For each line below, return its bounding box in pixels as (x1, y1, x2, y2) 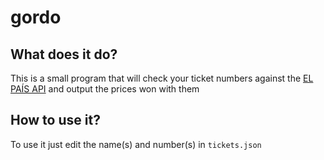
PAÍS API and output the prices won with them (10, 83, 200, 95)
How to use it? (10, 112, 101, 129)
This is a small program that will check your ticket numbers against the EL (10, 72, 314, 84)
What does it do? (10, 46, 118, 63)
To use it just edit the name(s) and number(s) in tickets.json (10, 138, 262, 150)
